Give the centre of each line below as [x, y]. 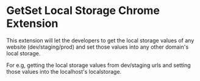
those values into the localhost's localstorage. [64, 71]
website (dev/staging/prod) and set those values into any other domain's [98, 47]
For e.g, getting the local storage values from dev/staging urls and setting [98, 65]
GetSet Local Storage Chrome [83, 11]
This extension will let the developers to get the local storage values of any [100, 40]
